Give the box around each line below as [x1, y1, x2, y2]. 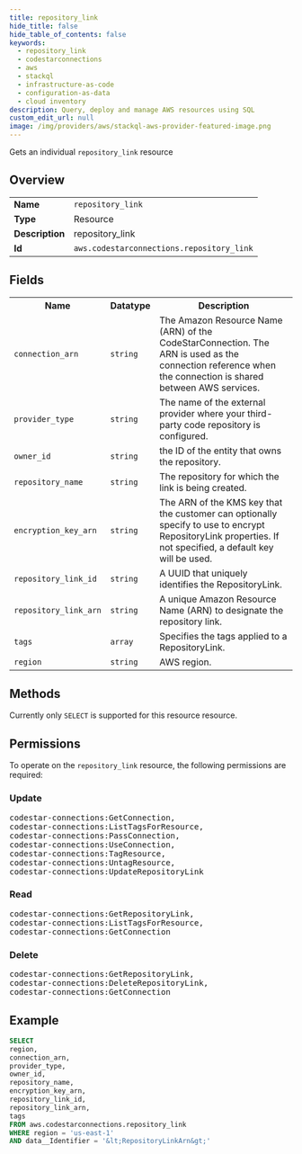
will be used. [159, 552, 213, 565]
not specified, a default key [159, 541, 274, 553]
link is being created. [159, 481, 247, 494]
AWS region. [159, 656, 212, 668]
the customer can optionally [159, 507, 278, 520]
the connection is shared [159, 370, 264, 382]
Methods [9, 686, 61, 702]
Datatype [110, 299, 151, 311]
